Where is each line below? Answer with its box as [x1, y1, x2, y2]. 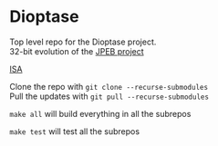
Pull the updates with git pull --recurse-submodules [9, 91, 210, 102]
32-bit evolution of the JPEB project [9, 45, 144, 56]
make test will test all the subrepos [9, 125, 140, 137]
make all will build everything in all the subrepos [9, 108, 192, 119]
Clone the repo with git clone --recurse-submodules [9, 81, 208, 92]
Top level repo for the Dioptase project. [9, 36, 157, 47]
